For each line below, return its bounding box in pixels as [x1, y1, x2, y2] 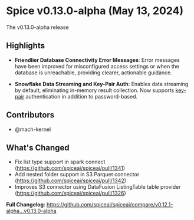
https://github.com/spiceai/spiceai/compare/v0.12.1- [46, 201, 173, 208]
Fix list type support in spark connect [14, 158, 106, 166]
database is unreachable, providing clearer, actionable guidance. [14, 69, 172, 76]
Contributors [6, 110, 55, 120]
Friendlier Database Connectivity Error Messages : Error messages [14, 56, 180, 63]
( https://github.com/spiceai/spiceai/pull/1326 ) [14, 190, 127, 197]
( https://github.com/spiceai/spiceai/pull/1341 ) [14, 165, 126, 172]
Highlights [6, 41, 45, 51]
